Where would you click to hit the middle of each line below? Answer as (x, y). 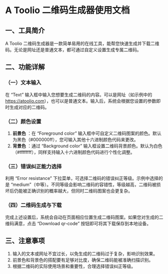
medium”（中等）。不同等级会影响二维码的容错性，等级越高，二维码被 (85, 185)
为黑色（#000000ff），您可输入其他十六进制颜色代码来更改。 (75, 139)
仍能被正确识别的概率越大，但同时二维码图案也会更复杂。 (73, 191)
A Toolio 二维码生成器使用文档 (68, 10)
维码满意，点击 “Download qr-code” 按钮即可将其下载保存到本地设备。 (78, 223)
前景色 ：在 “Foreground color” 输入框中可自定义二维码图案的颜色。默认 (87, 133)
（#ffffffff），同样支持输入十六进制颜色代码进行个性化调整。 (74, 152)
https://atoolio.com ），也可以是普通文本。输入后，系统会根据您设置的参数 (81, 101)
